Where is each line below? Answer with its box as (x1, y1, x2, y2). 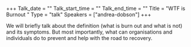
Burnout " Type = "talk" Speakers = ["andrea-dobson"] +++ (6, 11, 152, 18)
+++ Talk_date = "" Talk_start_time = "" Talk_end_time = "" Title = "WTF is (6, 5, 186, 12)
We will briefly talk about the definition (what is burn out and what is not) (6, 23, 183, 29)
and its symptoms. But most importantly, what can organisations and (6, 28, 173, 35)
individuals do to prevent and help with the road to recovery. (6, 35, 153, 41)
